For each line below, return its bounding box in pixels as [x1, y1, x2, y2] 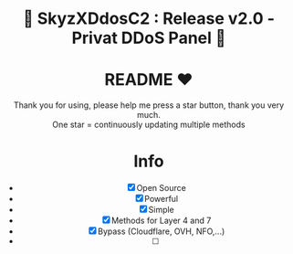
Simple [148, 205, 175, 216]
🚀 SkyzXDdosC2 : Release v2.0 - [22, 8, 276, 29]
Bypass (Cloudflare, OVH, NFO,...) [97, 226, 225, 237]
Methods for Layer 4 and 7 [110, 215, 212, 227]
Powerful [144, 194, 179, 205]
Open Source [136, 183, 187, 194]
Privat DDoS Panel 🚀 [71, 27, 226, 48]
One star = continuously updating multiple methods [52, 119, 246, 131]
